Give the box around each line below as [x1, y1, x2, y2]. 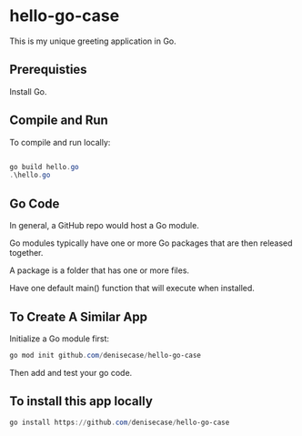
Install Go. [9, 86, 47, 96]
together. [9, 248, 44, 259]
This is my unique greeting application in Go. [9, 35, 177, 46]
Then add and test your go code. [9, 367, 133, 378]
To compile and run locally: [9, 137, 111, 147]
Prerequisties [9, 62, 88, 77]
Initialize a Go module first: [9, 333, 110, 344]
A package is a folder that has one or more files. [9, 265, 189, 276]
